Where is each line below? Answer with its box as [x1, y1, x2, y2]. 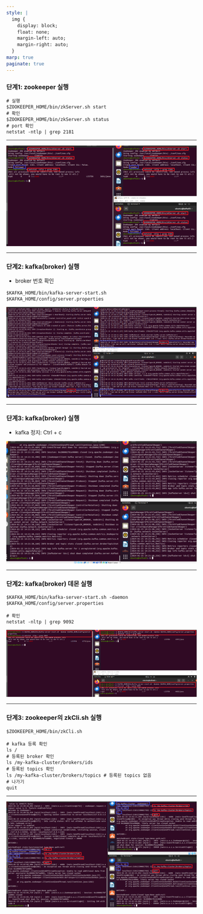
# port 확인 [6, 123, 34, 129]
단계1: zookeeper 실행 [6, 82, 69, 91]
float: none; [17, 29, 50, 35]
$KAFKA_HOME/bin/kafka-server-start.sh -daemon [6, 595, 129, 601]
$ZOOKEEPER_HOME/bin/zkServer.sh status [6, 116, 110, 122]
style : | [6, 10, 28, 16]
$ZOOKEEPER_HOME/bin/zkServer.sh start [6, 103, 107, 110]
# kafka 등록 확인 [6, 741, 48, 747]
